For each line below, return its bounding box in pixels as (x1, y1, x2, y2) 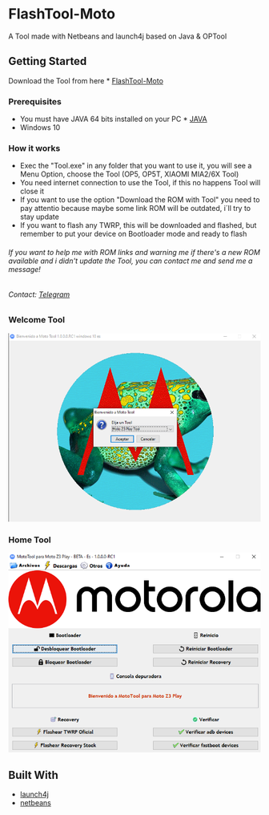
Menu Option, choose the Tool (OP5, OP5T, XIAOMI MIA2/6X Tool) (19, 169, 239, 179)
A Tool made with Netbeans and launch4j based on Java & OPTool (8, 31, 227, 41)
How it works (8, 142, 61, 153)
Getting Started (8, 55, 87, 68)
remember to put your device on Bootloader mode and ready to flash (19, 229, 247, 239)
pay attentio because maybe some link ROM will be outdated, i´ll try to (19, 204, 251, 213)
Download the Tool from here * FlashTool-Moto (8, 75, 164, 85)
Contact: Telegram (8, 290, 70, 299)
